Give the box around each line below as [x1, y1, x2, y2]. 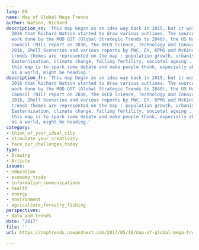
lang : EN [6, 8, 28, 15]
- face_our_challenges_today [6, 141, 78, 147]
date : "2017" [6, 219, 38, 224]
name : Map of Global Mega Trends [6, 14, 89, 20]
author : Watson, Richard [6, 20, 68, 26]
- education [6, 169, 36, 175]
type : [6, 147, 20, 153]
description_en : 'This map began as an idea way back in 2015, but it [6, 25, 184, 31]
